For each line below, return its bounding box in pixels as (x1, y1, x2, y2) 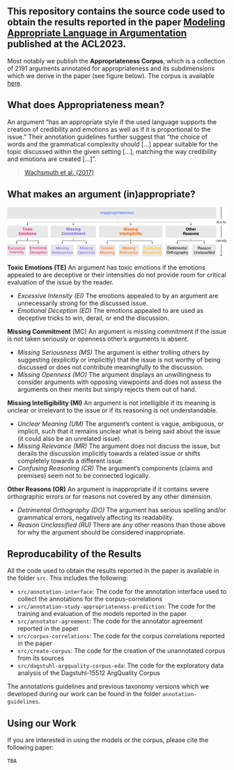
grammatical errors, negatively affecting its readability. (17, 513, 174, 521)
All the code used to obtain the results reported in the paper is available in (7, 567, 219, 575)
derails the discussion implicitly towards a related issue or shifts (17, 449, 201, 457)
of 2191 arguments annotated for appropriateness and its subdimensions (7, 64, 215, 72)
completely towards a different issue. (17, 456, 124, 465)
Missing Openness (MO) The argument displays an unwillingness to (17, 370, 212, 378)
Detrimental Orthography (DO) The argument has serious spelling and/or (17, 505, 226, 514)
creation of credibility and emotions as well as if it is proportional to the (7, 125, 211, 133)
